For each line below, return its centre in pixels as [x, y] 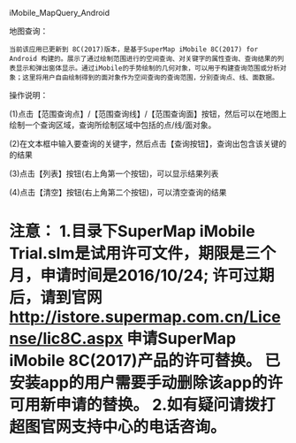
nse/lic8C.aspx [66, 339]
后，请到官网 [56, 298]
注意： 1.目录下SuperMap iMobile [132, 231]
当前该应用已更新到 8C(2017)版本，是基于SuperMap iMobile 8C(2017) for [134, 50]
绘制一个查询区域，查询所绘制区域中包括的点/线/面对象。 [113, 125]
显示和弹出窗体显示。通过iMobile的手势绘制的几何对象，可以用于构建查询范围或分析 [148, 68]
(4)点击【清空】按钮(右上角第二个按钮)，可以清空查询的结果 [118, 192]
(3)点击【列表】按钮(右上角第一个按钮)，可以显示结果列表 [114, 173]
